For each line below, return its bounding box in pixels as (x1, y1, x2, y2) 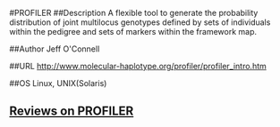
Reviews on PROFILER (9, 104, 134, 119)
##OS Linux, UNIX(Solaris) (9, 78, 107, 88)
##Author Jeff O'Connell (9, 44, 100, 54)
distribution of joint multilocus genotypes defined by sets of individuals (9, 17, 271, 28)
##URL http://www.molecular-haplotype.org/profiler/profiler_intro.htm (9, 61, 267, 71)
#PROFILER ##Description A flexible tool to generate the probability (9, 8, 259, 18)
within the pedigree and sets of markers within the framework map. (9, 27, 258, 36)
